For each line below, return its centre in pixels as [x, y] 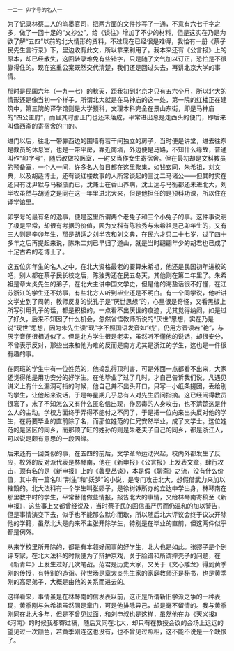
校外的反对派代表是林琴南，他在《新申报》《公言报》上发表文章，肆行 [118, 462]
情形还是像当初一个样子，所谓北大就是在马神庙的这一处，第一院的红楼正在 [114, 100]
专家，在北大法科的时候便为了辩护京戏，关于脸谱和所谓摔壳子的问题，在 [117, 555]
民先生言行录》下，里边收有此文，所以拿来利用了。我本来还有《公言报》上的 [117, 50]
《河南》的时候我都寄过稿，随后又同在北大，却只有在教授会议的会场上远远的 [116, 623]
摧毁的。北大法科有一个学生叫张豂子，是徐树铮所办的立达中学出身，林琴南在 [117, 488]
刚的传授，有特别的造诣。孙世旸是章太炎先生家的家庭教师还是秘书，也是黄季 [117, 573]
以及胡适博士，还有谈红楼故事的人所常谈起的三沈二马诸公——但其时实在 [123, 176]
